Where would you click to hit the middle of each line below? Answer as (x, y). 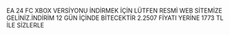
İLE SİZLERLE (25, 25)
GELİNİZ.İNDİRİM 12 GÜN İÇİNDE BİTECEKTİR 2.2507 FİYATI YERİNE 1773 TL (115, 18)
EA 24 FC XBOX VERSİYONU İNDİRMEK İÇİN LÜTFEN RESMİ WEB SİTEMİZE (114, 11)
